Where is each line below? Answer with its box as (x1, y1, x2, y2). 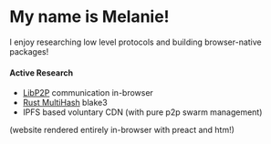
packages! (9, 46, 49, 57)
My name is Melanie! (9, 6, 171, 27)
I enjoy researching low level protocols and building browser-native (9, 36, 262, 47)
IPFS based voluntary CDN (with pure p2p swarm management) (22, 107, 263, 118)
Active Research (9, 67, 74, 78)
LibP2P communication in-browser (22, 87, 153, 98)
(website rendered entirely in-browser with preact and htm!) (9, 125, 235, 136)
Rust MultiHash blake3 (22, 98, 108, 108)
